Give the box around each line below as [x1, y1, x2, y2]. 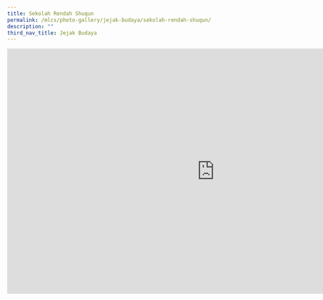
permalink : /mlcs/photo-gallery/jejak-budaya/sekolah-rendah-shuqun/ [7, 17, 212, 23]
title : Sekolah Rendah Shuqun [7, 10, 95, 17]
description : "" [7, 23, 54, 30]
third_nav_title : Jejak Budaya [7, 29, 97, 37]
